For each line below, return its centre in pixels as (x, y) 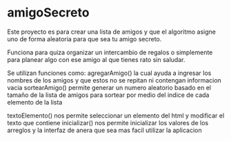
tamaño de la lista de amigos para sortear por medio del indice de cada (108, 95)
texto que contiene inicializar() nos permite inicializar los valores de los (108, 122)
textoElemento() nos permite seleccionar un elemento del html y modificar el (116, 116)
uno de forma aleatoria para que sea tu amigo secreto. (84, 39)
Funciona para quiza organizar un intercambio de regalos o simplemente (110, 52)
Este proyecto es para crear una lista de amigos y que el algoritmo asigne (111, 32)
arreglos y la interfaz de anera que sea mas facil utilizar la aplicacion (104, 130)
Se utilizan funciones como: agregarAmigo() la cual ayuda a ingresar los (109, 73)
